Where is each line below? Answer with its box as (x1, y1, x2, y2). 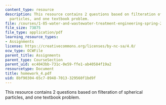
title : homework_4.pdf (5, 71, 52, 76)
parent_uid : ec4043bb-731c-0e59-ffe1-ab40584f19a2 (5, 62, 112, 67)
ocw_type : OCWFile (5, 48, 43, 53)
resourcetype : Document (5, 67, 54, 72)
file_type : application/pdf (5, 30, 63, 35)
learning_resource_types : (5, 35, 58, 40)
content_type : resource (5, 7, 54, 12)
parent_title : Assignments (5, 52, 61, 58)
